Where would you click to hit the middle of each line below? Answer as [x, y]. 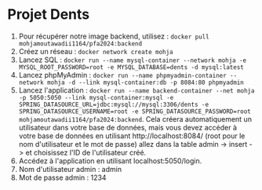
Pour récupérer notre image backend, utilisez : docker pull [114, 36]
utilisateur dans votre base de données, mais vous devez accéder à [127, 127]
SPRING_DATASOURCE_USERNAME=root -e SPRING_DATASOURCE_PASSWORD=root [135, 111]
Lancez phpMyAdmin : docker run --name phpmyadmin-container [122, 75]
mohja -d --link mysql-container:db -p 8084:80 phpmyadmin [146, 82]
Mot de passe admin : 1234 [62, 177]
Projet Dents [49, 15]
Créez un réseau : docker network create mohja [96, 51]
